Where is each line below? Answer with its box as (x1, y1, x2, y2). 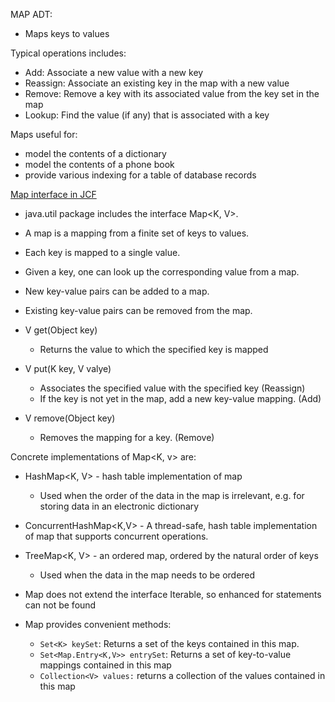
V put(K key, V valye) (24, 363, 112, 374)
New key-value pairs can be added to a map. (24, 285, 210, 297)
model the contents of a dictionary (24, 148, 167, 159)
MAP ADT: (10, 9, 53, 20)
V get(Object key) (24, 324, 98, 336)
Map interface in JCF (10, 189, 97, 200)
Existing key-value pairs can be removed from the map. (24, 305, 253, 316)
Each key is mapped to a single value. (24, 247, 181, 258)
